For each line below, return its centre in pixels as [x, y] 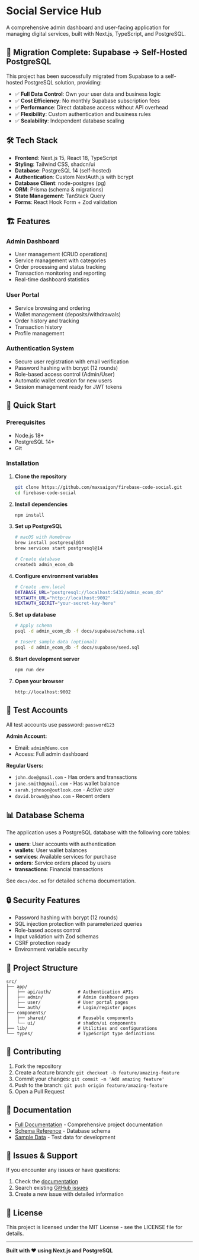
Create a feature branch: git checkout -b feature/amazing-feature [97, 1072]
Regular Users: [25, 765]
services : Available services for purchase [65, 857]
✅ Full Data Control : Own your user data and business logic [88, 94]
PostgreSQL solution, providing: [63, 82]
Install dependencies [41, 504]
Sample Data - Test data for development [65, 1137]
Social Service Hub [54, 11]
